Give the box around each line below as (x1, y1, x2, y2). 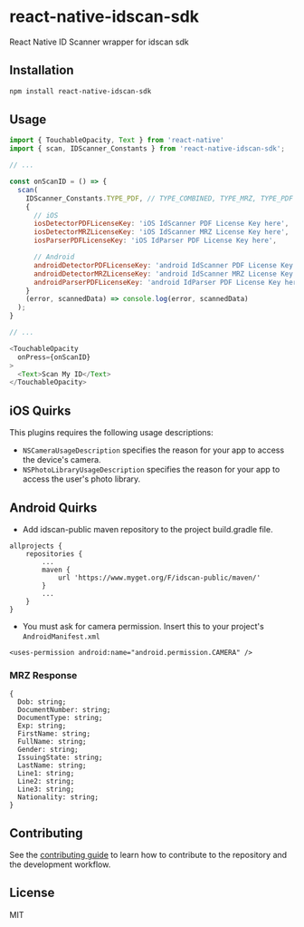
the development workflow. (9, 859, 111, 870)
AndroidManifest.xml (22, 632, 100, 641)
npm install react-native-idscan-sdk (9, 86, 152, 96)
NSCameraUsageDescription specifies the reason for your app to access (22, 444, 285, 455)
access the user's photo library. (22, 473, 141, 484)
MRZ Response (9, 668, 78, 681)
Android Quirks (9, 500, 98, 515)
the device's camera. (22, 454, 101, 465)
